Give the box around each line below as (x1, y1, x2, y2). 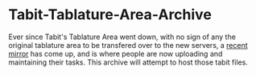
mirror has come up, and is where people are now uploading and (8, 49, 223, 58)
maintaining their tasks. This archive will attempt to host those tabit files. (8, 57, 248, 67)
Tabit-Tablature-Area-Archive (8, 6, 212, 24)
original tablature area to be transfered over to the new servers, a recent (8, 40, 248, 49)
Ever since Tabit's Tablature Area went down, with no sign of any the (8, 32, 236, 41)
